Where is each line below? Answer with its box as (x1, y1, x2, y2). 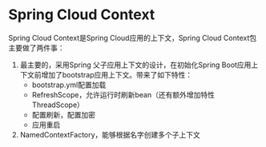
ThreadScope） (31, 100, 84, 109)
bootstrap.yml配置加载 (31, 80, 107, 89)
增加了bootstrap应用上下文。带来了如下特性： (41, 70, 193, 79)
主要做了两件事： (8, 42, 65, 53)
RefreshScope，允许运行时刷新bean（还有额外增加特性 (31, 89, 215, 99)
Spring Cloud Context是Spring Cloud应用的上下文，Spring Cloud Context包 (8, 33, 257, 42)
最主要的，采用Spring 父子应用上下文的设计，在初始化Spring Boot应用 (19, 60, 252, 70)
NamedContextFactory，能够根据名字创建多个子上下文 (19, 129, 200, 139)
